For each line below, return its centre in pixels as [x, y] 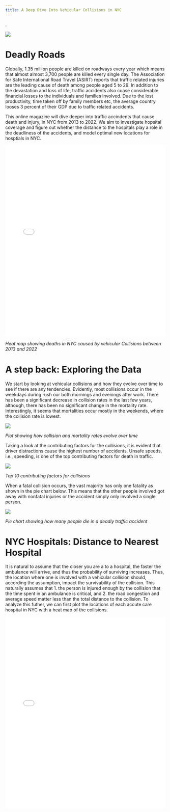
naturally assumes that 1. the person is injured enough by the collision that [83, 588]
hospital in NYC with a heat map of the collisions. [57, 610]
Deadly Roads [35, 55]
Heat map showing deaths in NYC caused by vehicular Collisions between [83, 343]
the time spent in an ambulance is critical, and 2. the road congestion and [82, 593]
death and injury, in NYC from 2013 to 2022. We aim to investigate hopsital [83, 122]
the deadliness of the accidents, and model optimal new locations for [78, 132]
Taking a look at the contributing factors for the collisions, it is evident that [83, 445]
